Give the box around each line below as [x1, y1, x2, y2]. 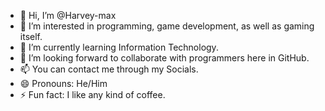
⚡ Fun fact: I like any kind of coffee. [19, 89, 166, 100]
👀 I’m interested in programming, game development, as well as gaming [19, 20, 315, 32]
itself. [19, 31, 43, 42]
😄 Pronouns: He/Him [19, 78, 108, 89]
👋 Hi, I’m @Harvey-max [19, 10, 117, 21]
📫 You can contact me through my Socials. [19, 63, 199, 75]
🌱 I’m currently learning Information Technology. [19, 41, 219, 53]
